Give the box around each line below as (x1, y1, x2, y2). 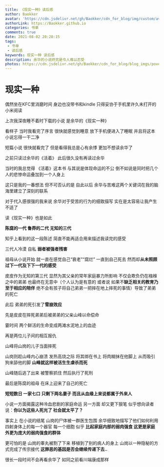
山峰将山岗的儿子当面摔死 (5, 343, 57, 349)
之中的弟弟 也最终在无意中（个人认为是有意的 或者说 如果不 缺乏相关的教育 (5, 279, 154, 285)
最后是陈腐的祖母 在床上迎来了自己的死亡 (5, 381, 88, 386)
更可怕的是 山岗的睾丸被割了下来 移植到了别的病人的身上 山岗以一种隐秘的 (5, 440, 154, 446)
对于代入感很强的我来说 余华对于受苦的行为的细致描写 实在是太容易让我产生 (5, 198, 157, 204)
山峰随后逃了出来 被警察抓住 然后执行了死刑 (5, 370, 93, 376)
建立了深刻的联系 (13, 188, 48, 194)
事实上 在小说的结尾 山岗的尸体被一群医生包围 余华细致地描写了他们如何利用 (5, 418, 159, 424)
